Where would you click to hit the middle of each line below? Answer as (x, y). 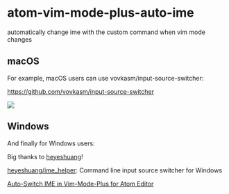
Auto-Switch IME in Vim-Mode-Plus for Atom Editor (80, 184)
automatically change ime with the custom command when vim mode (107, 32)
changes (20, 39)
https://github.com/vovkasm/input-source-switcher (81, 91)
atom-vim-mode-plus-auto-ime (101, 13)
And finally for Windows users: (51, 143)
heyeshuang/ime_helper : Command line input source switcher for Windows (115, 170)
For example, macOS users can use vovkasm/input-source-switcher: (105, 78)
